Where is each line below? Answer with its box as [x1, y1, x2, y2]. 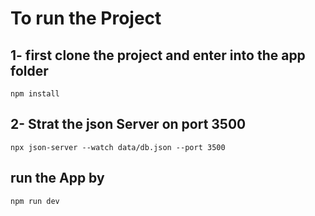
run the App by [10, 170, 105, 187]
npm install [10, 89, 60, 99]
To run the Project [10, 7, 162, 30]
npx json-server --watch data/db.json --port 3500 [10, 142, 226, 152]
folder [10, 62, 49, 79]
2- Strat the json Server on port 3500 [10, 116, 247, 133]
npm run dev [10, 196, 60, 206]
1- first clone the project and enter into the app [10, 47, 306, 64]
